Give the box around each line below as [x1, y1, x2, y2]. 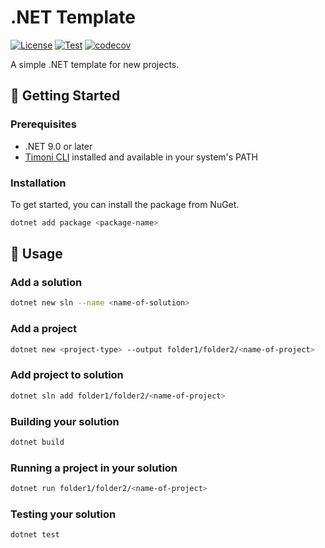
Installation [10, 176, 67, 190]
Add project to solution [10, 368, 124, 382]
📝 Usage [10, 246, 63, 263]
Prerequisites [10, 117, 77, 131]
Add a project [10, 322, 78, 336]
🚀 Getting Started [10, 87, 121, 105]
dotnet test [10, 530, 60, 540]
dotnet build [10, 437, 65, 447]
